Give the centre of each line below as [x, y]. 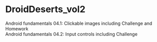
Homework [17, 28]
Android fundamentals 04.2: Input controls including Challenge [72, 34]
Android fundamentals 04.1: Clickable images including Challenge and [79, 23]
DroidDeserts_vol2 [46, 9]
